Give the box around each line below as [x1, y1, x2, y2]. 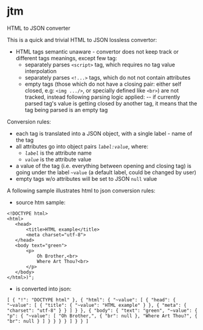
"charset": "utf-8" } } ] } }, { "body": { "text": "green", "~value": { [7, 307, 198, 314]
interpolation [24, 67, 57, 74]
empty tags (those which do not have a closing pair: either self [24, 80, 182, 88]
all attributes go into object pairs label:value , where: [15, 142, 148, 150]
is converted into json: [15, 285, 72, 292]
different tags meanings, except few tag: [15, 54, 117, 61]
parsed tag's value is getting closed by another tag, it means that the [24, 99, 198, 107]
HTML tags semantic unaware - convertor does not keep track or [15, 47, 179, 55]
